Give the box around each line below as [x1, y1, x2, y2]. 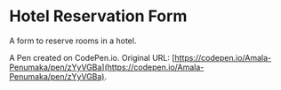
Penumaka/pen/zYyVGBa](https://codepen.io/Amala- [9, 62, 205, 72]
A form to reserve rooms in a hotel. [9, 35, 137, 46]
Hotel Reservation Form [9, 6, 188, 26]
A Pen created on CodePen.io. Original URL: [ [9, 52, 175, 63]
